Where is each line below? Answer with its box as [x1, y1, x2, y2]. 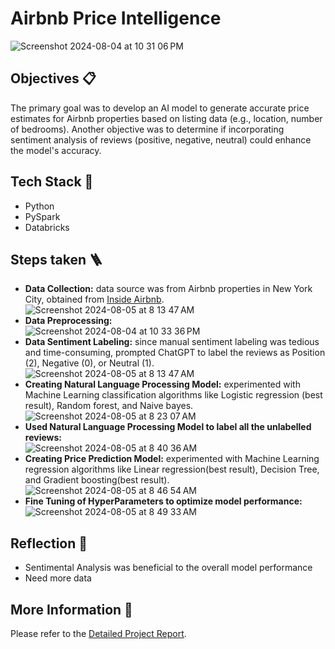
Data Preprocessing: [24, 315, 113, 327]
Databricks [24, 221, 70, 233]
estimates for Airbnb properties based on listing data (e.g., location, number [10, 112, 323, 124]
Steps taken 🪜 [10, 251, 103, 268]
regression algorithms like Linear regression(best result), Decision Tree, [24, 463, 320, 476]
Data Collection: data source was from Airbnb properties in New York [24, 283, 313, 295]
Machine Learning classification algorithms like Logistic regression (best [24, 389, 323, 401]
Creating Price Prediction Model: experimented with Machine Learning [24, 453, 320, 465]
